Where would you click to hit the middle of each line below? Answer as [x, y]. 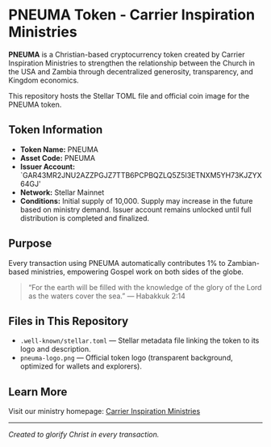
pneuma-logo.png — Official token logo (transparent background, [126, 358]
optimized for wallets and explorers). [81, 366]
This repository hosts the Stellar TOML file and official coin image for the [129, 95]
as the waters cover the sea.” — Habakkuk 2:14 [106, 296]
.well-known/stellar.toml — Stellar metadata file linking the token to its [140, 340]
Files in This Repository [69, 321]
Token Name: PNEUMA [59, 149]
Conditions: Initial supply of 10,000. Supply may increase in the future [136, 200]
